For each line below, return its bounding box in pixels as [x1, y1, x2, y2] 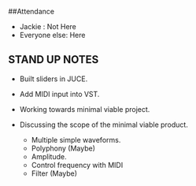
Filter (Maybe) [31, 169, 77, 178]
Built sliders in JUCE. [19, 74, 88, 84]
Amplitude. [31, 151, 67, 161]
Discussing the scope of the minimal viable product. [19, 120, 189, 129]
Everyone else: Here [19, 31, 86, 39]
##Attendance [8, 7, 55, 16]
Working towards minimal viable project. [19, 104, 150, 113]
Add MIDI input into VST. [19, 89, 100, 99]
